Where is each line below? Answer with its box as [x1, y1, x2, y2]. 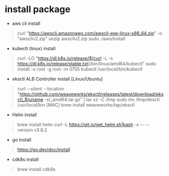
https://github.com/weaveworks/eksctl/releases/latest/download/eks [19, 91, 164, 97]
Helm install [12, 112, 37, 118]
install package [5, 4, 71, 15]
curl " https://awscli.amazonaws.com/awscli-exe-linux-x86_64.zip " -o [17, 30, 162, 36]
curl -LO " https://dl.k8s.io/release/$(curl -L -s [17, 55, 113, 61]
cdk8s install [12, 156, 39, 162]
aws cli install [12, 20, 41, 26]
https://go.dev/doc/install [17, 146, 71, 153]
